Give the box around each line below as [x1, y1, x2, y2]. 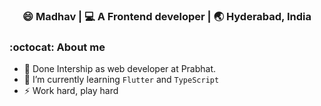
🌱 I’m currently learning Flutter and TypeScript [23, 74, 220, 86]
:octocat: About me [9, 40, 106, 54]
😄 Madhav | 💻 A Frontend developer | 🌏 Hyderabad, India [22, 9, 312, 23]
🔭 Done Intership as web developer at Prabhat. [23, 63, 217, 75]
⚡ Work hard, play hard [23, 85, 119, 97]
